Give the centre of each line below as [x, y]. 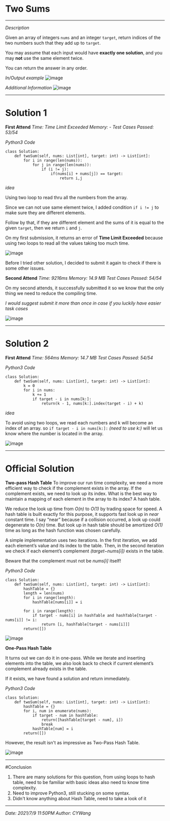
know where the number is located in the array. [54, 433]
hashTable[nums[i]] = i [57, 602]
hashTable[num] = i [53, 729]
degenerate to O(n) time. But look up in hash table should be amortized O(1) [84, 525]
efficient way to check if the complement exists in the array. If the [73, 488]
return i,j [71, 178]
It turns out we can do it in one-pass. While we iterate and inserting [75, 658]
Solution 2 [27, 344]
